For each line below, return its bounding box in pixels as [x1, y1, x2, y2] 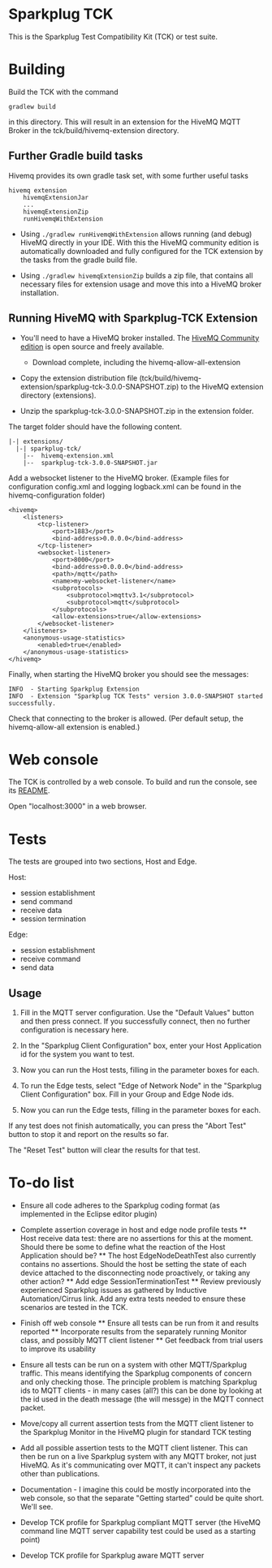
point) [19, 1535, 41, 1544]
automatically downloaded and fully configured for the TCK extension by [19, 246, 264, 256]
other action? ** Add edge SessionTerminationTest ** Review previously [19, 1277, 261, 1286]
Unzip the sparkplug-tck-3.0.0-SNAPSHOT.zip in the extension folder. [19, 406, 254, 416]
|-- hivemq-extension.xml [23, 451, 114, 459]
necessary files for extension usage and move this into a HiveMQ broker [19, 279, 262, 289]
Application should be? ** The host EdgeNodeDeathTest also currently [19, 1251, 257, 1260]
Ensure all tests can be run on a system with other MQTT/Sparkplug [19, 1360, 248, 1370]
